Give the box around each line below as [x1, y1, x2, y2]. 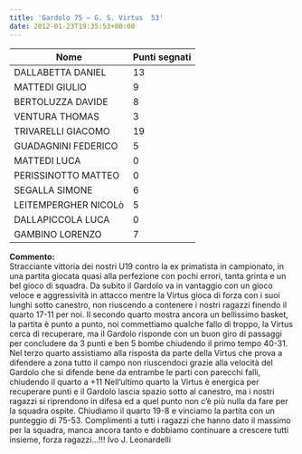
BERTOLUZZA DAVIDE [14, 95, 109, 108]
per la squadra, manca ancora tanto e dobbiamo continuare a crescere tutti [9, 424, 289, 435]
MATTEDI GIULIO [14, 81, 88, 93]
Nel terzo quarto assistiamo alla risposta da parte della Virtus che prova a [9, 347, 283, 358]
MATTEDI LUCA [14, 154, 81, 167]
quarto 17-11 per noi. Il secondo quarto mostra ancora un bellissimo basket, [9, 309, 289, 320]
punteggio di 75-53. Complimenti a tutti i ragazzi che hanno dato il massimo [9, 414, 291, 426]
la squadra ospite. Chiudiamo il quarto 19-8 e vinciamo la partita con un [9, 405, 276, 416]
